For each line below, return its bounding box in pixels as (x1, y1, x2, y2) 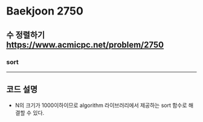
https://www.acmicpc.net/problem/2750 (6, 39, 164, 50)
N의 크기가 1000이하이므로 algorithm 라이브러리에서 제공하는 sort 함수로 (14, 101, 187, 109)
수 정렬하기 (6, 30, 45, 40)
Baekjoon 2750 (6, 4, 83, 18)
